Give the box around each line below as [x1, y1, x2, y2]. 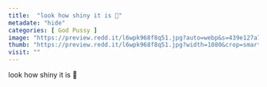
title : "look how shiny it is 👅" [8, 11, 123, 20]
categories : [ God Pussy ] [8, 26, 98, 34]
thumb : [8, 41, 30, 49]
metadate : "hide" [8, 19, 66, 27]
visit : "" [8, 48, 41, 56]
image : [8, 33, 30, 42]
